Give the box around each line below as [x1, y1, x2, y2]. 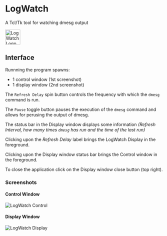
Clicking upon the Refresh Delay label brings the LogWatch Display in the [5, 136, 156, 142]
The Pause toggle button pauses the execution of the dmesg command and [5, 106, 156, 112]
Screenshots [5, 178, 37, 185]
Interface [5, 53, 34, 62]
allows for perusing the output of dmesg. [5, 111, 89, 117]
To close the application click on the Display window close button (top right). [5, 166, 163, 172]
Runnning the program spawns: [5, 66, 70, 72]
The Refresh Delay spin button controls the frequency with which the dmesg [5, 91, 160, 97]
